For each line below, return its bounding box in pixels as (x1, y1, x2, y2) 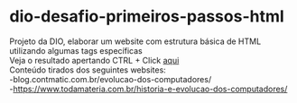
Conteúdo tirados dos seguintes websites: (9, 64, 167, 75)
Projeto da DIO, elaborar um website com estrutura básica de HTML (9, 36, 262, 47)
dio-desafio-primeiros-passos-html (9, 6, 284, 27)
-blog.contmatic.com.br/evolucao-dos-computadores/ (9, 73, 212, 84)
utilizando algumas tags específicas (9, 45, 143, 56)
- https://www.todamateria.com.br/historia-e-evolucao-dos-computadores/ (9, 83, 288, 94)
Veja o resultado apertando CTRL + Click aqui (9, 55, 180, 65)
